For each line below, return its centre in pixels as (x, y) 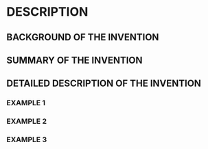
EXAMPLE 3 (27, 139)
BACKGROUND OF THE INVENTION (83, 37)
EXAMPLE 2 (27, 122)
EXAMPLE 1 (26, 103)
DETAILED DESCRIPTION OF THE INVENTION (104, 84)
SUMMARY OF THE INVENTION (74, 60)
